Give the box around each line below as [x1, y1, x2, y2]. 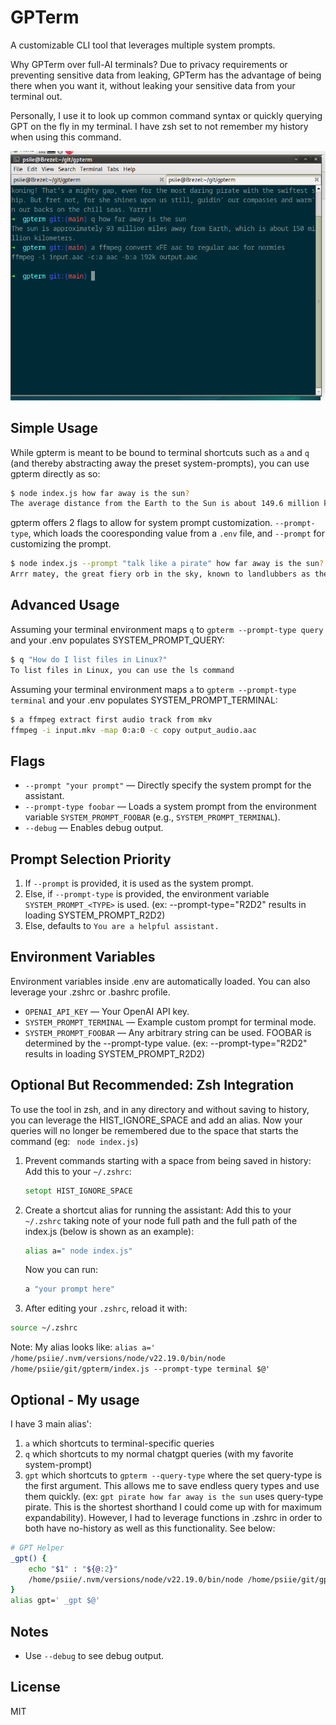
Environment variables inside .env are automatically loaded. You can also [10, 975, 311, 987]
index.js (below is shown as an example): [24, 1225, 195, 1237]
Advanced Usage [10, 597, 120, 614]
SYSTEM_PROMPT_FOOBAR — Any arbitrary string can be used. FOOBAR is [24, 1026, 312, 1038]
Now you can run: [24, 1264, 99, 1276]
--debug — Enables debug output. [24, 822, 164, 834]
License [10, 1679, 61, 1696]
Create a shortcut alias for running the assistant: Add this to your [24, 1204, 292, 1216]
